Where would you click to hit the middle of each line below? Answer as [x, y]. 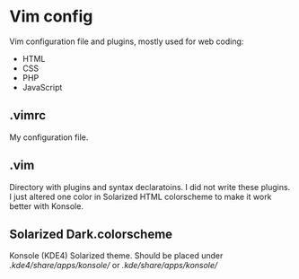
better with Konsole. [46, 206]
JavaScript [42, 87]
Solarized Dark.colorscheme [91, 234]
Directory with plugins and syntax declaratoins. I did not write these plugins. [150, 187]
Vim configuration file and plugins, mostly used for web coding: [127, 41]
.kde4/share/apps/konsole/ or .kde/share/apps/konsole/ [114, 266]
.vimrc [28, 115]
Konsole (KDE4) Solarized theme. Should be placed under [116, 256]
